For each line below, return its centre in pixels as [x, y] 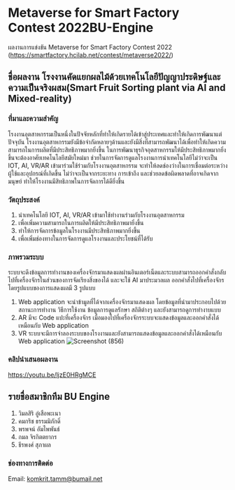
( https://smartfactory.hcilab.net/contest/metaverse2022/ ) [91, 55]
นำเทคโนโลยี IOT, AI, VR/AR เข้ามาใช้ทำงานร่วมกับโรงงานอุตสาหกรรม [101, 215]
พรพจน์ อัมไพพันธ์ [39, 429]
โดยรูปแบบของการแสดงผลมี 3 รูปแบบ [52, 288]
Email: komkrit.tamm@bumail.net [55, 478]
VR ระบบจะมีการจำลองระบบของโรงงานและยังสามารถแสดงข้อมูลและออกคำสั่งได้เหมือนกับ [120, 333]
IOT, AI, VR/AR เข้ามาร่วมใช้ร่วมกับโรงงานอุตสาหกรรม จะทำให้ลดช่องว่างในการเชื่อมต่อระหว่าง [118, 165]
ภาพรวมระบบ [26, 257]
